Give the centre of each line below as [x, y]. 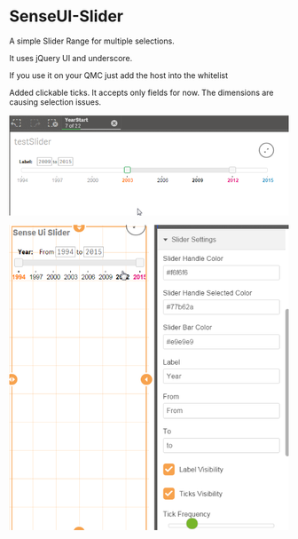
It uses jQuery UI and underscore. [71, 58]
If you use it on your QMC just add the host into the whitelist [119, 75]
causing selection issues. [55, 102]
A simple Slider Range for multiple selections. [92, 41]
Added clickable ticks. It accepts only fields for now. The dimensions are [141, 92]
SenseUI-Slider [67, 16]
